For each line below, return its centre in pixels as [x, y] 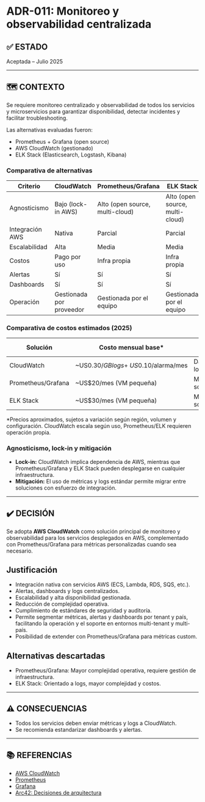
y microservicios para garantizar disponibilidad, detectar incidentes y [93, 111]
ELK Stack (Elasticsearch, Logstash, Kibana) [71, 155]
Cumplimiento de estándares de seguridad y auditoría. [84, 611]
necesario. [20, 551]
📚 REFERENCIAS [39, 755]
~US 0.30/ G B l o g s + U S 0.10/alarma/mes [131, 366]
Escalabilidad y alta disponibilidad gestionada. [73, 598]
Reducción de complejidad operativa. [62, 604]
